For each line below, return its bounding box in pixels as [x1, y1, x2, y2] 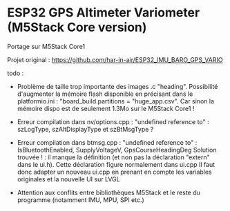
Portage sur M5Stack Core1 [7, 42, 85, 50]
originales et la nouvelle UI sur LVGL [17, 174, 120, 183]
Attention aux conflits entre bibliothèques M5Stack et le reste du [17, 188, 200, 197]
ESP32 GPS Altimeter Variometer [7, 5, 200, 21]
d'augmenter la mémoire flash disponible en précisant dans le [17, 90, 193, 98]
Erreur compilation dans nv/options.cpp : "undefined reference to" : [17, 117, 209, 125]
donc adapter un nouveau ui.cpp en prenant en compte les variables [17, 168, 212, 176]
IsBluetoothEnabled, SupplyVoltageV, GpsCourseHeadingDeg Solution [17, 145, 217, 154]
